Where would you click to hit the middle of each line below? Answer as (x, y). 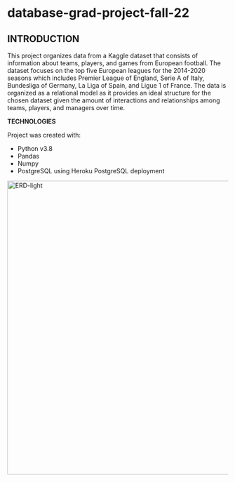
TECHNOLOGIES (32, 121)
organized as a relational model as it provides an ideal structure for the (109, 93)
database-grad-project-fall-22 (98, 13)
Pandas (28, 156)
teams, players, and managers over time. (66, 108)
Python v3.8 (35, 148)
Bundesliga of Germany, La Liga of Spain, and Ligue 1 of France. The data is (117, 85)
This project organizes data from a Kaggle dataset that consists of (103, 55)
